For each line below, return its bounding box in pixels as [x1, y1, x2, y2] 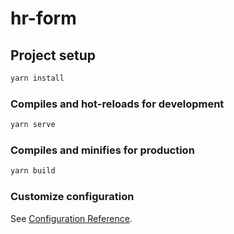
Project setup [10, 47, 97, 64]
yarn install [10, 73, 65, 83]
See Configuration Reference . [10, 212, 133, 224]
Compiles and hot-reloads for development [10, 97, 225, 111]
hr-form [10, 7, 77, 30]
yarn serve [10, 120, 56, 130]
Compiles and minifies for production [10, 143, 195, 157]
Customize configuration [10, 190, 135, 204]
